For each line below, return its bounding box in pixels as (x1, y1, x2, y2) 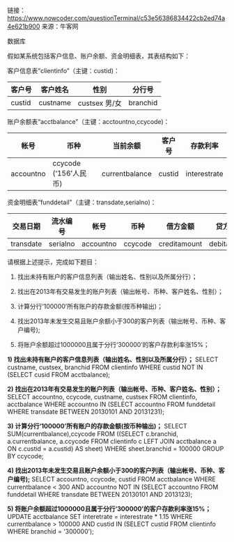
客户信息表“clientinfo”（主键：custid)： (7, 67, 120, 75)
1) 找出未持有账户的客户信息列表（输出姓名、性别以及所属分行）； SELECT (7, 355, 219, 364)
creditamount (158, 239, 203, 249)
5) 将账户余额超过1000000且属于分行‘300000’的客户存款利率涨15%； (7, 504, 211, 513)
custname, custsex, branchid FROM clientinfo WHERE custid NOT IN (7, 363, 203, 371)
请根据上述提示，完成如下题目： (7, 258, 99, 266)
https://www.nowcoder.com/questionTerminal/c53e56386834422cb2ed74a (7, 14, 226, 22)
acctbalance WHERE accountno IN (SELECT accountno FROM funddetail (7, 400, 216, 408)
